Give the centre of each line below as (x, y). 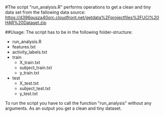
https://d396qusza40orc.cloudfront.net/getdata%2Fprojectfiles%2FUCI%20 (82, 17)
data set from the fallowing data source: (45, 12)
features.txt (24, 47)
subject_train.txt (36, 68)
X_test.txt (29, 83)
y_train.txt (29, 73)
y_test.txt (29, 93)
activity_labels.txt (30, 52)
